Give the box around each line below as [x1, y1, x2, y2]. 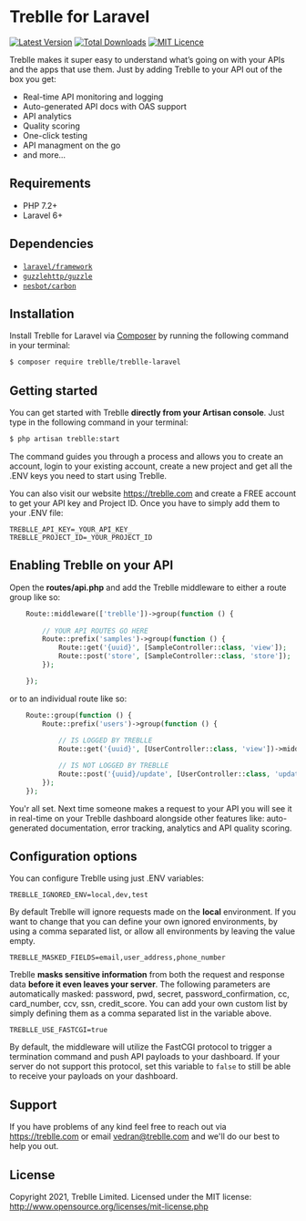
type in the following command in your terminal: [9, 417, 189, 428]
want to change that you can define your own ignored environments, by [9, 916, 278, 927]
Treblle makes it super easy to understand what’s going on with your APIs [9, 54, 285, 65]
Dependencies [9, 236, 94, 252]
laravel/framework [22, 262, 93, 271]
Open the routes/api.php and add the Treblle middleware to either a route [9, 582, 287, 593]
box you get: [9, 73, 56, 84]
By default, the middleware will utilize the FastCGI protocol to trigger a [9, 1041, 272, 1052]
